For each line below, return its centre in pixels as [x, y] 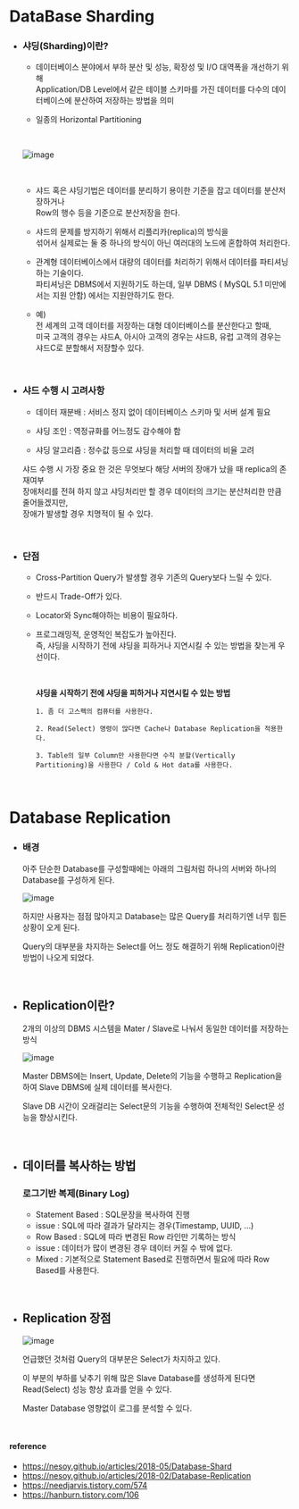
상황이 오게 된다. [51, 927]
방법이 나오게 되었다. [58, 957]
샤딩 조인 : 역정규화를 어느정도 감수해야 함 [108, 431]
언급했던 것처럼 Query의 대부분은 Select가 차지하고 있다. [121, 1359]
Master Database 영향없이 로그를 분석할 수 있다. [107, 1408]
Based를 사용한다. [67, 1270]
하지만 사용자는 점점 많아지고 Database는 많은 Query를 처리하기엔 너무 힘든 [154, 916]
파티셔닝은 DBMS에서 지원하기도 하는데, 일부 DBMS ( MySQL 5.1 [149, 284]
